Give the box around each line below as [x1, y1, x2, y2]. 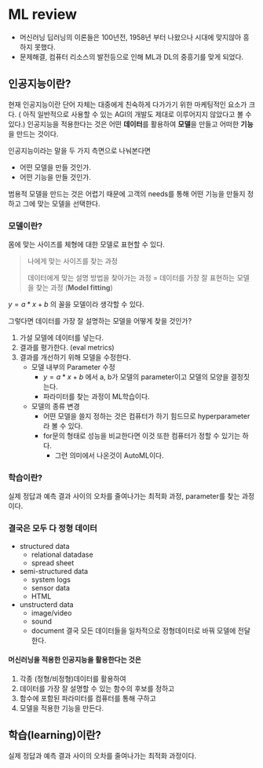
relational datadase [31, 550, 93, 559]
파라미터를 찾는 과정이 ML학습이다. [42, 392, 151, 401]
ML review [8, 5, 77, 24]
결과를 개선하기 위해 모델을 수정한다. [19, 353, 131, 362]
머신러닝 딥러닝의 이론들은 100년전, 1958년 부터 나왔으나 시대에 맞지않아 [19, 32, 242, 42]
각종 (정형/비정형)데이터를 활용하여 [19, 674, 127, 683]
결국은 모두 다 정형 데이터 [8, 523, 98, 534]
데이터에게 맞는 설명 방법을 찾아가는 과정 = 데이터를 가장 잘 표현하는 [27, 273, 236, 283]
